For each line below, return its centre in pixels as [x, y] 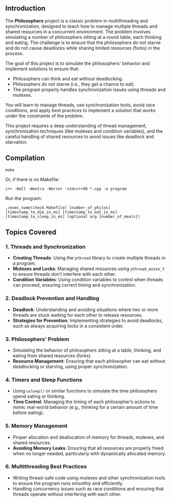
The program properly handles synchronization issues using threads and [89, 90]
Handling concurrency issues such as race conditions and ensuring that [88, 489]
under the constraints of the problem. [45, 116]
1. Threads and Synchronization [45, 247]
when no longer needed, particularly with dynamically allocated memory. [89, 453]
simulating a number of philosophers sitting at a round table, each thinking [83, 37]
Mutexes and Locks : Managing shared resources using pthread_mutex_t [89, 269]
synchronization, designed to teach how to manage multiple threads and [81, 26]
